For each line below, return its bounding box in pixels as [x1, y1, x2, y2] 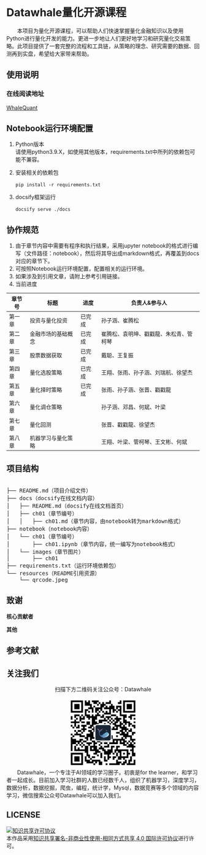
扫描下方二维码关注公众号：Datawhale [55, 686, 151, 693]
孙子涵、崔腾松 [101, 317, 139, 324]
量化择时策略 [29, 386, 63, 393]
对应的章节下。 [15, 257, 53, 265]
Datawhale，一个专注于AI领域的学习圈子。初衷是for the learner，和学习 [17, 769, 198, 776]
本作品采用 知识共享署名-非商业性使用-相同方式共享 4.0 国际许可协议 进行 [6, 834, 189, 842]
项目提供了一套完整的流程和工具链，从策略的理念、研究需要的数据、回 [22, 42, 200, 50]
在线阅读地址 [6, 89, 45, 98]
